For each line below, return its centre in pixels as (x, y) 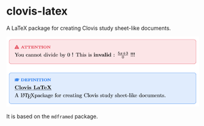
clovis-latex (37, 11)
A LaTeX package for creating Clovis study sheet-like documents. (89, 28)
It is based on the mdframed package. (52, 116)
